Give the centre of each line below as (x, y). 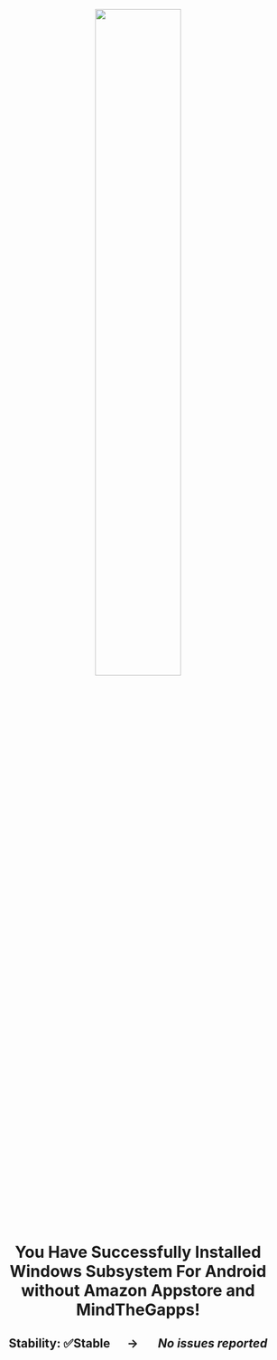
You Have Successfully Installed (138, 1252)
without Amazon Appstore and (138, 1291)
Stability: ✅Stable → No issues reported (138, 1343)
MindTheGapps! (138, 1310)
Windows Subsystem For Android (138, 1272)
